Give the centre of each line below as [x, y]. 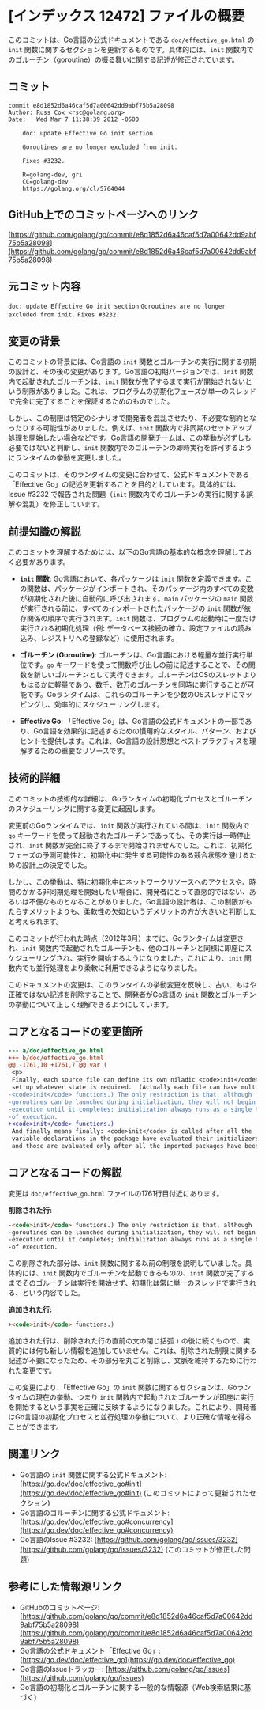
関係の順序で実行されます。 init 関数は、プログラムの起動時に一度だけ [141, 618]
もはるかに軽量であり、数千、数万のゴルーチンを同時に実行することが [134, 684]
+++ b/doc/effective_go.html [56, 1058]
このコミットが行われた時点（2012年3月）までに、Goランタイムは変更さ [126, 938]
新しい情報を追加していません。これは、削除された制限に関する [153, 1351]
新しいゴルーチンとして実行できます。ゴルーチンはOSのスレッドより [145, 675]
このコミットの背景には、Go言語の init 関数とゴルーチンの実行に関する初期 [132, 362]
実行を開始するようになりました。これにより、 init [160, 957]
